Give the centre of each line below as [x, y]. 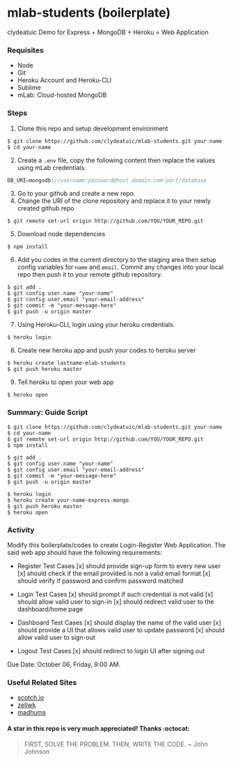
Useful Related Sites [42, 683]
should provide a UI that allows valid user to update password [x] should [121, 630]
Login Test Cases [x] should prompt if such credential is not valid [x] [115, 594]
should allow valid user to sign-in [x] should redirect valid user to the [115, 602]
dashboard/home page [50, 609]
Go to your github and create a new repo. [76, 194]
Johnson [37, 752]
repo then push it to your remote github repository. [90, 275]
